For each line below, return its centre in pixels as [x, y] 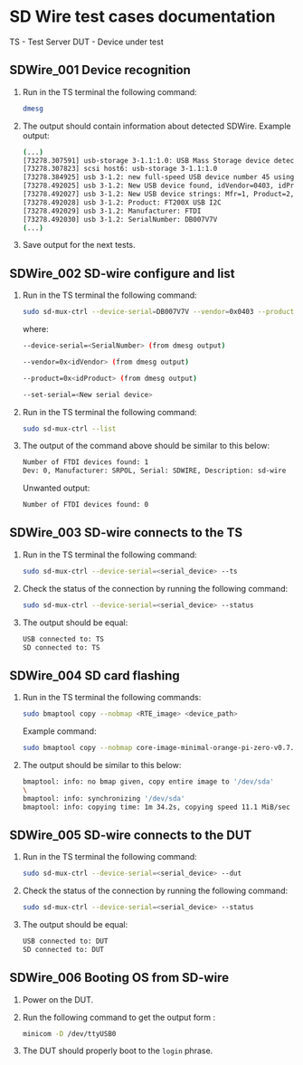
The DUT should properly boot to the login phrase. [118, 1051]
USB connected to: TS [63, 639]
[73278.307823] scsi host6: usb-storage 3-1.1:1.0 [120, 169]
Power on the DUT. [58, 999]
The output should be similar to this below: [102, 765]
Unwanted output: [56, 488]
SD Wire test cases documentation [142, 17]
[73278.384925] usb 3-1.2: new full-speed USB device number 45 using [158, 177]
